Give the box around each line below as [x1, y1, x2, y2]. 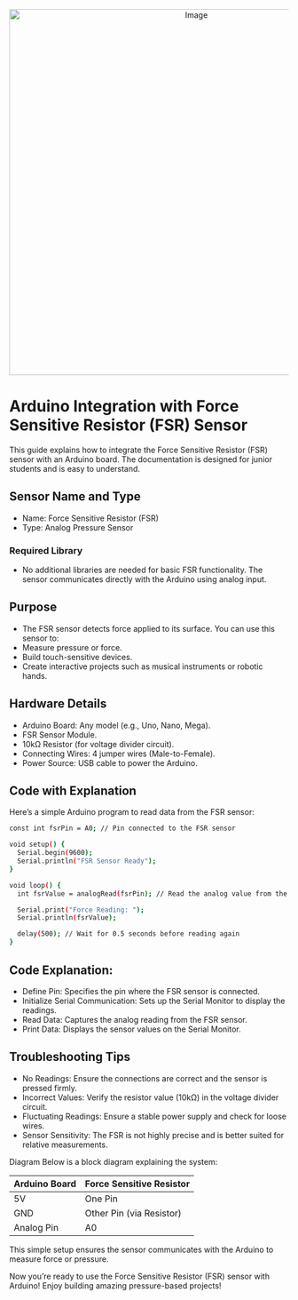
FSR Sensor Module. [21, 729, 98, 740]
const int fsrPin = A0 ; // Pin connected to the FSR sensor [9, 824, 237, 833]
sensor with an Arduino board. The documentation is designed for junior [9, 453, 273, 465]
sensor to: [21, 633, 59, 643]
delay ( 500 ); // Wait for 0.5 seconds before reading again [17, 929, 240, 938]
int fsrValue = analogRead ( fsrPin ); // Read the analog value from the [17, 889, 288, 898]
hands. [21, 670, 48, 681]
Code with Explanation [9, 784, 137, 799]
